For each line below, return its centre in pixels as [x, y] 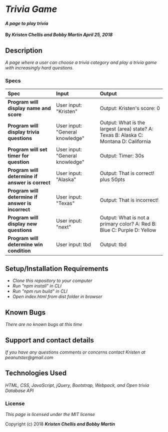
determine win [25, 244]
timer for [18, 156]
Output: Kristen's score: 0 [130, 108]
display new [22, 224]
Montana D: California [125, 141]
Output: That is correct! [127, 173]
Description [24, 50]
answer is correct [29, 182]
